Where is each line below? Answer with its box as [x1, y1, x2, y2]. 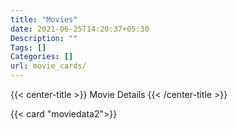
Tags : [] [10, 42, 47, 53]
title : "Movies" [10, 14, 78, 25]
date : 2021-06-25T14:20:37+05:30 [10, 24, 150, 34]
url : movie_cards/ [10, 61, 87, 71]
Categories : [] [10, 52, 74, 62]
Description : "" [10, 33, 78, 43]
